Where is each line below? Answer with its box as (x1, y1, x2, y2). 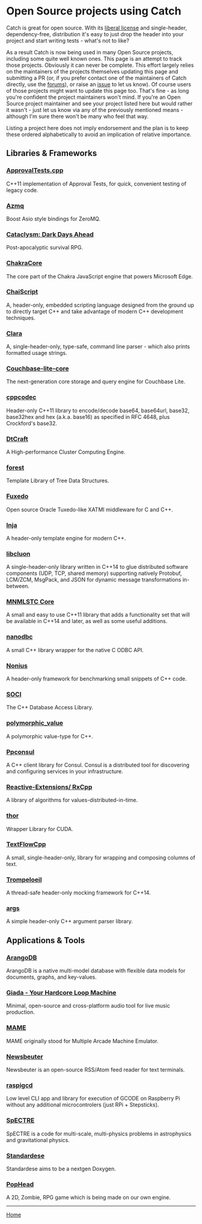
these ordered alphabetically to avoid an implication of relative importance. (6, 131, 192, 138)
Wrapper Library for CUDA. (6, 825, 73, 832)
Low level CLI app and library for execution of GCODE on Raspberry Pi (6, 1095, 180, 1102)
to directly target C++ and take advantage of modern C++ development (6, 307, 183, 315)
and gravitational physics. (6, 1136, 70, 1143)
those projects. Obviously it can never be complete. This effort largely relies (6, 61, 194, 69)
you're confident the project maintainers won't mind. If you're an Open (6, 93, 181, 101)
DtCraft (6, 435, 28, 443)
